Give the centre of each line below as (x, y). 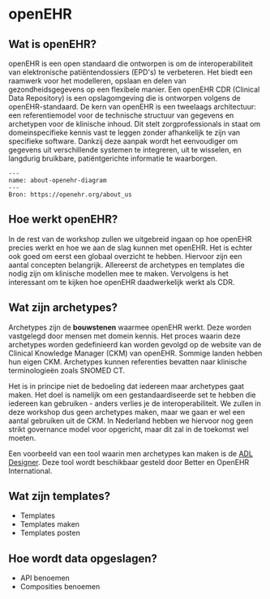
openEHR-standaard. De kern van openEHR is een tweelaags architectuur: (133, 107)
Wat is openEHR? (53, 44)
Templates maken (49, 524)
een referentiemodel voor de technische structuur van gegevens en (121, 115)
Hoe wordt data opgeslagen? (83, 558)
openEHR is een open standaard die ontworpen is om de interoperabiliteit (131, 63)
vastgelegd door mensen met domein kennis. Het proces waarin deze (124, 336)
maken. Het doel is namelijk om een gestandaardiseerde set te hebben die (132, 394)
